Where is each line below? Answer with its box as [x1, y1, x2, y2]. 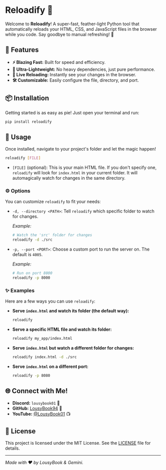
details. [5, 445, 20, 451]
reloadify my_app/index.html [12, 336, 73, 341]
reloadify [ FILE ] [5, 156, 41, 160]
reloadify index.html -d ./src [12, 354, 77, 360]
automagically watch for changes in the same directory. [12, 175, 126, 181]
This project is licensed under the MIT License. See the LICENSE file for [5, 440, 151, 446]
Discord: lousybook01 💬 [12, 400, 60, 406]
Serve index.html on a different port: [12, 364, 89, 369]
